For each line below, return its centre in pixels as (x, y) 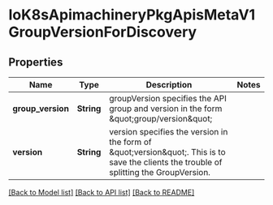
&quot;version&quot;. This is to (167, 152)
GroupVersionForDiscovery (103, 32)
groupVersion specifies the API (168, 98)
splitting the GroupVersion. (160, 172)
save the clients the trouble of (166, 162)
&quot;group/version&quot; (161, 119)
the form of (130, 142)
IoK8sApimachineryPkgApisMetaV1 (132, 15)
